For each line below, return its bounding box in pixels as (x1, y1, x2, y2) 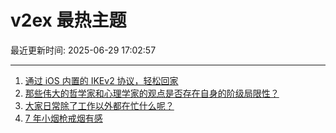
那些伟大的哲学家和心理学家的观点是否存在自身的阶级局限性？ (24, 87, 280, 99)
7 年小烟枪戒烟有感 (24, 112, 103, 124)
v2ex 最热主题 (10, 9, 127, 32)
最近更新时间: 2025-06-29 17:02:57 (10, 44, 157, 56)
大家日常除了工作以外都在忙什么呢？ (24, 99, 175, 111)
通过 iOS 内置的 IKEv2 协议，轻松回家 (24, 74, 179, 86)
